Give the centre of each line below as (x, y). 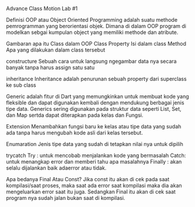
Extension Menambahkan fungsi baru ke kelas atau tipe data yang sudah (94, 126)
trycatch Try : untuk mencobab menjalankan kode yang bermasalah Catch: (96, 155)
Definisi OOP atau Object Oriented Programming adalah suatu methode (92, 20)
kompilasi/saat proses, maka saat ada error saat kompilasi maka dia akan (94, 185)
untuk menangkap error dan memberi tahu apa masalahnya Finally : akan (94, 162)
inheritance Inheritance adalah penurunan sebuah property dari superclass (96, 79)
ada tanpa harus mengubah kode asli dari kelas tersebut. (75, 133)
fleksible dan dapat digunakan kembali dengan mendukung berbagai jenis (95, 103)
